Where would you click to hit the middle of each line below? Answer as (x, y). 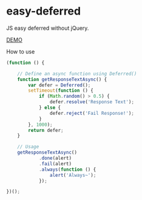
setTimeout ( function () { (61, 91)
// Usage (28, 147)
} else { (50, 108)
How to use (21, 51)
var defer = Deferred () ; (59, 85)
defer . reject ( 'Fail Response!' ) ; (92, 113)
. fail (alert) (55, 164)
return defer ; (46, 130)
